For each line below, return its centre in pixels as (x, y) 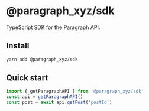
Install (18, 46)
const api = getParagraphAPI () (45, 97)
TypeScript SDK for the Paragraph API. (53, 27)
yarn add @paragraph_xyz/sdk (42, 59)
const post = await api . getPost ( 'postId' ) (59, 102)
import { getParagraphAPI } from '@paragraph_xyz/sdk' (75, 92)
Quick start (27, 78)
